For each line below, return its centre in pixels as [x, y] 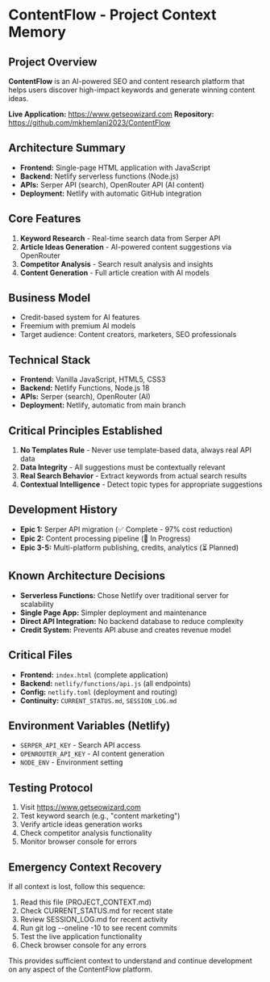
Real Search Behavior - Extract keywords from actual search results [133, 476]
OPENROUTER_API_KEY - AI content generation [92, 754]
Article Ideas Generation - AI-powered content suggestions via [126, 247]
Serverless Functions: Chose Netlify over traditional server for [125, 595]
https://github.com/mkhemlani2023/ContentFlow [89, 122]
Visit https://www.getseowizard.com [80, 807]
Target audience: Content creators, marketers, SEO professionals [128, 335]
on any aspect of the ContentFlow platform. [81, 969]
